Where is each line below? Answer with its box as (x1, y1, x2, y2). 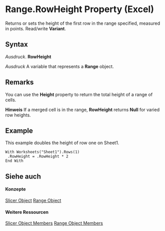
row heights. (5, 112, 31, 118)
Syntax (5, 40, 28, 49)
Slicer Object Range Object (5, 197, 61, 203)
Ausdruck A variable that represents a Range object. (5, 63, 114, 69)
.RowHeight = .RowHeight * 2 (7, 154, 69, 159)
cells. (5, 97, 17, 103)
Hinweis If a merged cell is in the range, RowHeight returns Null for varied (5, 106, 160, 112)
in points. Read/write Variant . (5, 25, 66, 31)
